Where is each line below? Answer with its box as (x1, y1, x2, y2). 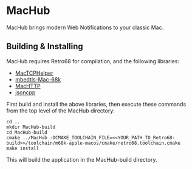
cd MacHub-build (6, 129, 47, 136)
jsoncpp (15, 89, 36, 96)
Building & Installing (6, 41, 83, 52)
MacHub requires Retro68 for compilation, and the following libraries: (6, 57, 179, 64)
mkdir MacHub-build (6, 124, 56, 130)
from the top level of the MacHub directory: (6, 107, 115, 114)
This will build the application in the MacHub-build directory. (6, 156, 157, 163)
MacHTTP (15, 82, 41, 89)
